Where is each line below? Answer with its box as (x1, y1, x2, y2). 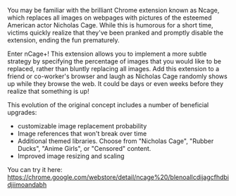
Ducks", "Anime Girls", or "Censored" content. (17, 145, 151, 152)
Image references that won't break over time (17, 130, 147, 137)
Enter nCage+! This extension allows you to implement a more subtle (7, 49, 207, 58)
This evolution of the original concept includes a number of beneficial (7, 101, 209, 109)
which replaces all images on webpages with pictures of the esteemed (7, 13, 212, 22)
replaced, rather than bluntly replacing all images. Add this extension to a (7, 65, 220, 73)
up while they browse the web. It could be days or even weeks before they (7, 80, 224, 87)
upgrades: (7, 109, 37, 116)
